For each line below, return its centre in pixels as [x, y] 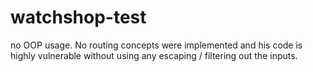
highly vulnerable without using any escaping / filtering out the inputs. [154, 55]
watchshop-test [78, 17]
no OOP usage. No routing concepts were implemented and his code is [156, 45]
